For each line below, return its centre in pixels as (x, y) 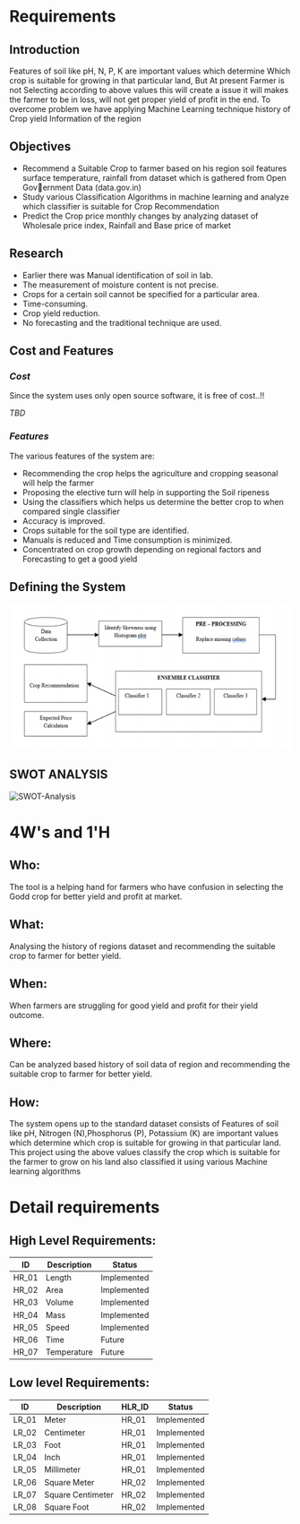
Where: (30, 1043)
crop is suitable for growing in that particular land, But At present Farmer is (147, 81)
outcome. (27, 1015)
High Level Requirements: (83, 1241)
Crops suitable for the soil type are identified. (106, 530)
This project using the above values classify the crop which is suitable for (145, 1152)
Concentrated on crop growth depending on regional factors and (141, 549)
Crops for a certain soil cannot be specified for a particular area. (141, 294)
